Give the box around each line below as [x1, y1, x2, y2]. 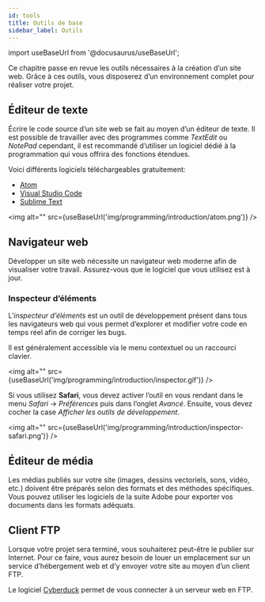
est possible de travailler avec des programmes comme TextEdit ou [8, 132, 228, 143]
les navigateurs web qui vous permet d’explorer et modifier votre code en [8, 319, 248, 329]
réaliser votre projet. [8, 80, 74, 90]
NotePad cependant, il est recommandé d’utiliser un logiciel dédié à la [8, 141, 237, 150]
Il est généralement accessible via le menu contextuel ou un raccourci [8, 343, 237, 352]
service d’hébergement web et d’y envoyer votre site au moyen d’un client [8, 561, 250, 570]
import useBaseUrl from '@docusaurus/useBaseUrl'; [8, 48, 180, 58]
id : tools [8, 11, 41, 20]
